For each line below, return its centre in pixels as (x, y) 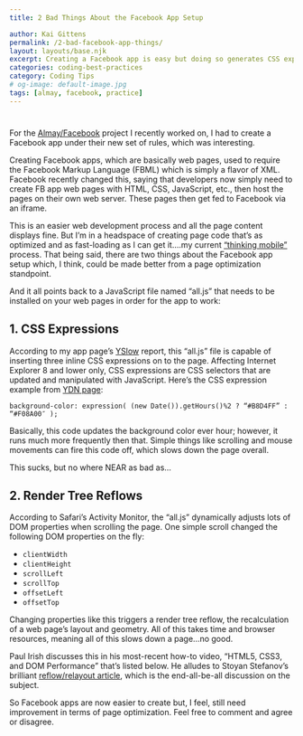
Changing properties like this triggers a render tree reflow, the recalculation (149, 619)
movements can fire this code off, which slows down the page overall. (139, 449)
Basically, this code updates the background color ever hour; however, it (143, 430)
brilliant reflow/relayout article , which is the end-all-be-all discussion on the (150, 675)
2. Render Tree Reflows (76, 496)
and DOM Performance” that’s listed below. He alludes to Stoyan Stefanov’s (149, 666)
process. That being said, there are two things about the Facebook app (141, 254)
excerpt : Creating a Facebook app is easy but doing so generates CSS (145, 60)
